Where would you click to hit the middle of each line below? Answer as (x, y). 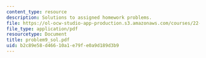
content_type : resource (37, 12)
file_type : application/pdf (42, 29)
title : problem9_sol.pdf (38, 40)
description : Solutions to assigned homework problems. (79, 18)
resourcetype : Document (37, 34)
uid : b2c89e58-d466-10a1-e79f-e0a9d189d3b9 (63, 46)
